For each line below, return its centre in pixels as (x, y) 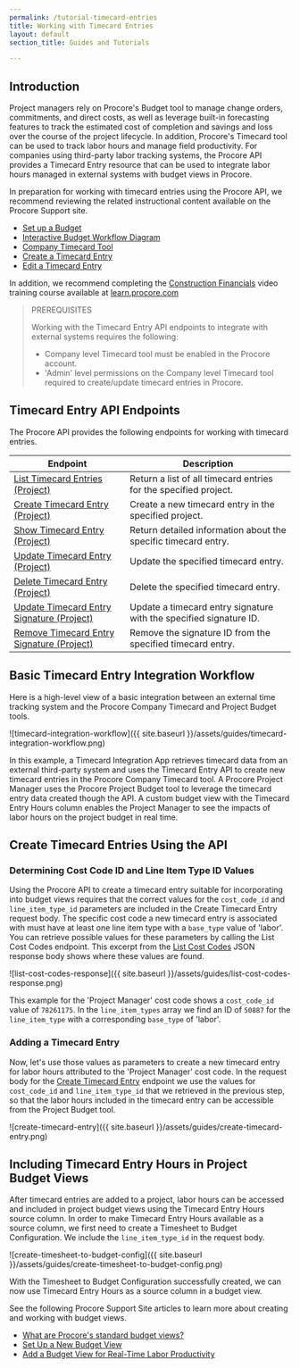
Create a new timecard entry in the (202, 504)
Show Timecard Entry (59, 530)
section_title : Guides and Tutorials (79, 42)
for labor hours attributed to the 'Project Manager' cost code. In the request (148, 1072)
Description (208, 463)
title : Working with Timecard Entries (81, 26)
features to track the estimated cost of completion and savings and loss (141, 127)
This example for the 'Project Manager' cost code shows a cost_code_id (142, 1000)
